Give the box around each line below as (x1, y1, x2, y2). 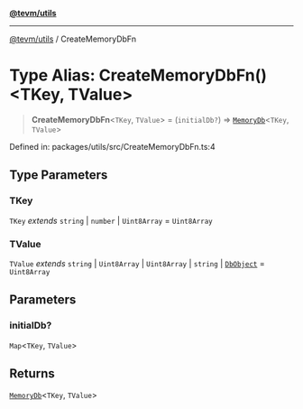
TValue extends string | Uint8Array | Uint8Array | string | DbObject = (9, 257, 265, 269)
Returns (9, 366, 56, 381)
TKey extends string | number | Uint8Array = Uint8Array (9, 215, 214, 226)
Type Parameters (9, 167, 108, 183)
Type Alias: (9, 65, 96, 86)
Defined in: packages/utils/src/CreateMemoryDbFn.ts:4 (9, 141, 216, 152)
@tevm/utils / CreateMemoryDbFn (9, 33, 137, 44)
